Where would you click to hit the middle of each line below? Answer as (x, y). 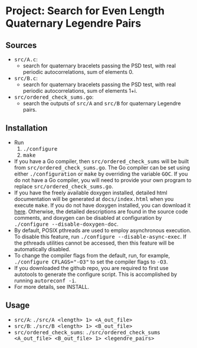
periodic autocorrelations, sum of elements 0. (78, 72)
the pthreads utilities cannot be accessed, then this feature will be (94, 243)
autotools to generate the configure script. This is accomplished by (96, 274)
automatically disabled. (42, 249)
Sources (21, 45)
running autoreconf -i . (45, 280)
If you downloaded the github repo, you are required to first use (91, 268)
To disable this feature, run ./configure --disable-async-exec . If (100, 236)
